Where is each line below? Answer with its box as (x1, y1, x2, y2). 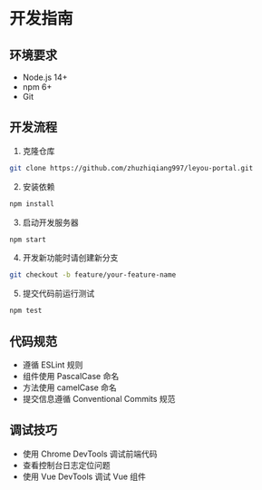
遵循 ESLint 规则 (22, 359, 83, 370)
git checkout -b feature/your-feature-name (9, 270, 177, 279)
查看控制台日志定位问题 (22, 459, 111, 470)
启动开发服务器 (22, 217, 79, 228)
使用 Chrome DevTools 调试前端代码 (22, 448, 158, 459)
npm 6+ (22, 82, 53, 92)
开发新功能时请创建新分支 (22, 252, 119, 263)
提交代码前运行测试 (22, 288, 95, 299)
